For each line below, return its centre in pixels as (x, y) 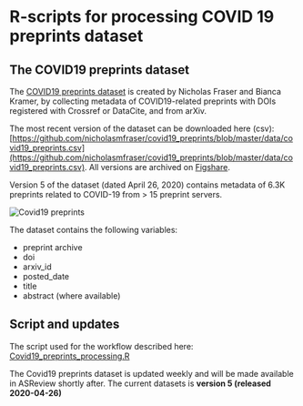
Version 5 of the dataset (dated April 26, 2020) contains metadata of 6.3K (147, 185)
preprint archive (53, 247)
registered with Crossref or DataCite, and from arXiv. (108, 111)
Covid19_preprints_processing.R (70, 356)
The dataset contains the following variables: (94, 230)
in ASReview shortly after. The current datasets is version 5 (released (140, 383)
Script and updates (65, 325)
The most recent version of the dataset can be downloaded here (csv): (142, 128)
